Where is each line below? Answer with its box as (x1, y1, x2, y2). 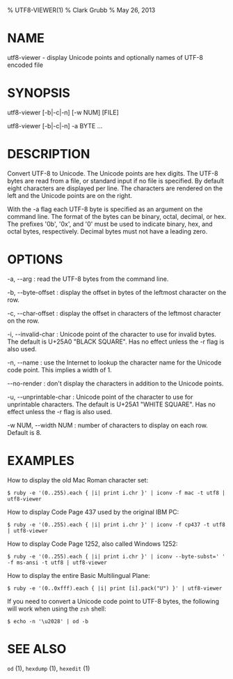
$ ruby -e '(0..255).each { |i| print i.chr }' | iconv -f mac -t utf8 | (7, 489, 226, 496)
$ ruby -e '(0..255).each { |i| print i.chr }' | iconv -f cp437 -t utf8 (7, 521, 226, 528)
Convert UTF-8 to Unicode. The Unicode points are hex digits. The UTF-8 (7, 169, 218, 177)
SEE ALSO (7, 641, 67, 657)
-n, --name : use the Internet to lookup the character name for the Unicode (7, 358, 222, 367)
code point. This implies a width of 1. (7, 365, 113, 374)
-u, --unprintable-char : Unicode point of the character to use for (7, 392, 193, 401)
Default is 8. (7, 428, 42, 436)
